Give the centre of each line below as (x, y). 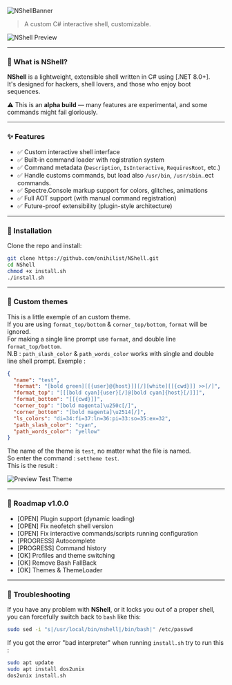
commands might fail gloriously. (52, 112)
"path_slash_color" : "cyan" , (55, 425)
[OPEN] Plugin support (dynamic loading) (76, 518)
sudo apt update (30, 663)
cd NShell (21, 265)
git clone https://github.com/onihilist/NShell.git (83, 258)
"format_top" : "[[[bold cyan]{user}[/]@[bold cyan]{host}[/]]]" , (109, 393)
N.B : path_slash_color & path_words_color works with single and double (110, 353)
